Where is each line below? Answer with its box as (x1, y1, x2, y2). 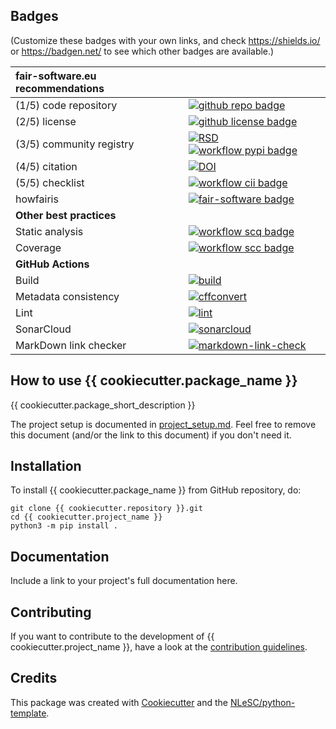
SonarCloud (15, 322, 72, 336)
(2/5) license (15, 114, 77, 128)
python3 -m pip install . (10, 521, 118, 531)
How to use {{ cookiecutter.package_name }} (10, 372, 298, 389)
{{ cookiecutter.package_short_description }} (10, 399, 196, 411)
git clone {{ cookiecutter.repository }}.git (10, 504, 203, 514)
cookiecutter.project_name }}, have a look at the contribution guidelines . (10, 641, 308, 653)
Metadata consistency (15, 289, 120, 303)
